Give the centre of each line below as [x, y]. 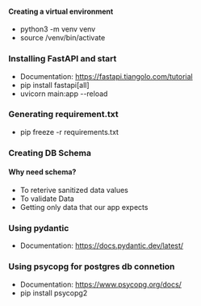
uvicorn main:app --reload [64, 94]
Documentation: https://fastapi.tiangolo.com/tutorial [106, 76]
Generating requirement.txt [63, 115]
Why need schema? [42, 172]
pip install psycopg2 [54, 293]
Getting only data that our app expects [84, 207]
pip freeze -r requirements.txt [69, 132]
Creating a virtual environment [61, 11]
